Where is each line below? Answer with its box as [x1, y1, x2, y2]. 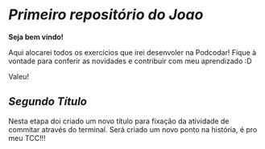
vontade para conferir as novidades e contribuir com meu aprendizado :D [8, 56, 252, 66]
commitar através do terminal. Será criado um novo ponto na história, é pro [8, 124, 258, 134]
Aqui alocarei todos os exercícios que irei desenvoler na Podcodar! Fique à [8, 47, 257, 57]
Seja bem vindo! [8, 32, 64, 42]
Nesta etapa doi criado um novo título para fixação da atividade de [8, 116, 230, 126]
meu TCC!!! [8, 133, 46, 143]
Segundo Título [8, 95, 87, 109]
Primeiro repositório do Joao [8, 6, 204, 24]
